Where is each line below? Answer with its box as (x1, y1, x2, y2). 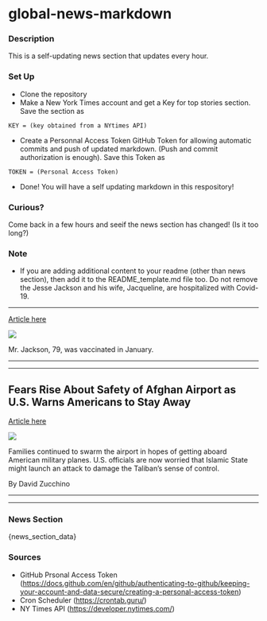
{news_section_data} (8, 532, 77, 541)
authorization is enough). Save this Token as (19, 152, 165, 162)
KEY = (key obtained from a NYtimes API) (8, 121, 148, 130)
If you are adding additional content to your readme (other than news (19, 266, 246, 275)
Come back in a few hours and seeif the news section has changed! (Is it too (8, 220, 259, 229)
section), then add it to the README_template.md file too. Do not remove (19, 275, 258, 284)
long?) (8, 228, 29, 238)
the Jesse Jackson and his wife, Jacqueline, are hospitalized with (19, 283, 234, 293)
